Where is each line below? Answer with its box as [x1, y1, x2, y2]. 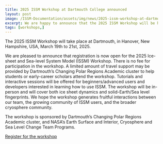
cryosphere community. [5, 105, 53, 111]
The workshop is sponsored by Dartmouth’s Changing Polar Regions [5, 114, 142, 120]
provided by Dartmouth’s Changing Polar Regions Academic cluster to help [5, 68, 154, 74]
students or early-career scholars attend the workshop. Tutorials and [5, 74, 143, 80]
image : [5, 16, 18, 21]
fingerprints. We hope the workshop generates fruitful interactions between [5, 94, 156, 100]
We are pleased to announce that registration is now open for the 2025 [5, 53, 147, 59]
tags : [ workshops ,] [5, 25, 45, 30]
